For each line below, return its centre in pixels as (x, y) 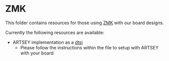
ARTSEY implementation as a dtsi (48, 42)
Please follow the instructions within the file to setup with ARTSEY (89, 47)
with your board (37, 53)
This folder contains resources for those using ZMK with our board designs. (85, 23)
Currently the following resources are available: (55, 32)
